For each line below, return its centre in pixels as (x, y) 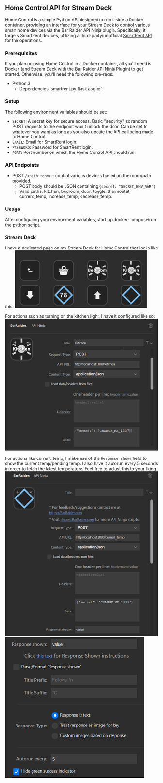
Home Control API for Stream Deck (58, 8)
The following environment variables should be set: (56, 112)
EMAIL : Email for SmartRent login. (45, 142)
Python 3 (21, 84)
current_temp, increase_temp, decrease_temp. (66, 196)
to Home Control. (29, 137)
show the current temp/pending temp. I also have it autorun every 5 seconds (81, 463)
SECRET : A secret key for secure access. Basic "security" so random (79, 121)
